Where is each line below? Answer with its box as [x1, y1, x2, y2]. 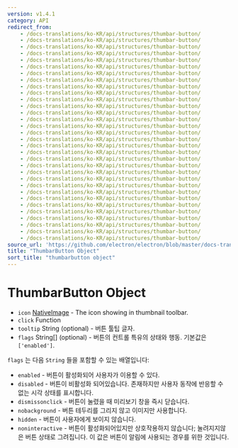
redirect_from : [7, 23, 52, 30]
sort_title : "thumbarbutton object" [7, 254, 115, 262]
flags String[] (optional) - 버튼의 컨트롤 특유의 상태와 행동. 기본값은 [17, 332, 207, 341]
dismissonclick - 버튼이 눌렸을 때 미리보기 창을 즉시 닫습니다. [17, 397, 190, 405]
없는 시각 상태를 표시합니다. [17, 388, 94, 397]
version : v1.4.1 [7, 10, 55, 18]
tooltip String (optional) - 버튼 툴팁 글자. [17, 324, 135, 332]
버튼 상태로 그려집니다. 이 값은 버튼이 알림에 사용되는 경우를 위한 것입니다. [25, 432, 229, 441]
